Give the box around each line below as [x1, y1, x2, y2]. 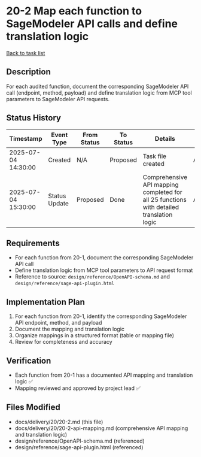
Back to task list [6, 49, 45, 56]
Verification [6, 355, 51, 366]
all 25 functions [142, 195, 187, 204]
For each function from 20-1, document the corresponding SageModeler [14, 254, 194, 261]
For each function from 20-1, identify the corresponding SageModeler [14, 313, 187, 320]
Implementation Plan [6, 296, 86, 307]
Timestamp [9, 134, 43, 143]
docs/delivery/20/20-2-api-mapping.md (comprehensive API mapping [14, 424, 188, 432]
